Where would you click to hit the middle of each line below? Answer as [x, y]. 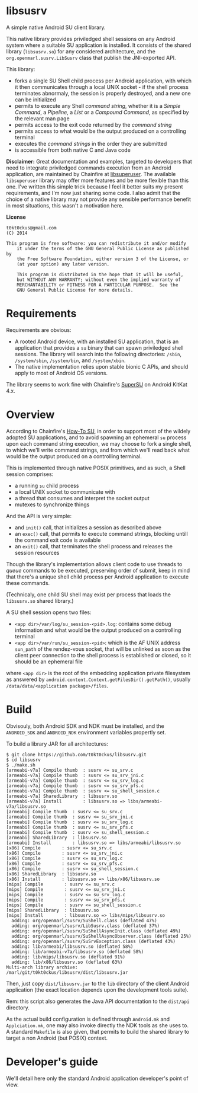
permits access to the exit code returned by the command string [93, 124]
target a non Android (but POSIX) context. [57, 1038]
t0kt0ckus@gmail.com [32, 228]
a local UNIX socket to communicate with [65, 492]
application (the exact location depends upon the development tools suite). [98, 990]
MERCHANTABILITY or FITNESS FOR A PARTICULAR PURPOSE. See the [98, 285]
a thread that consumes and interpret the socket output [82, 498]
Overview [30, 415]
